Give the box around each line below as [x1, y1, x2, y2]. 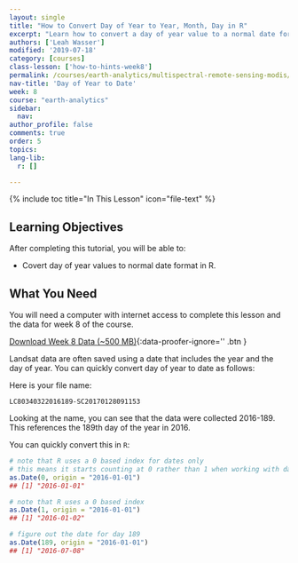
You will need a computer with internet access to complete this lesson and [9, 310, 281, 320]
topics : [9, 145, 38, 154]
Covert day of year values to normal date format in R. [21, 260, 216, 271]
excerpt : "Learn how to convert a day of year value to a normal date [9, 29, 276, 38]
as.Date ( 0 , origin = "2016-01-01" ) [9, 472, 141, 482]
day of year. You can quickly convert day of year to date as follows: [9, 363, 255, 373]
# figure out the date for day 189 [9, 530, 141, 539]
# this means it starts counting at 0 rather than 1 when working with [9, 464, 279, 473]
